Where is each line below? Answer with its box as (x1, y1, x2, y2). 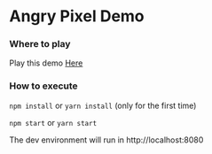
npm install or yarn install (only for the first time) (9, 100, 197, 111)
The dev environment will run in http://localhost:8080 (9, 135, 204, 145)
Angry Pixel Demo (9, 6, 145, 27)
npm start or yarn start (9, 117, 98, 127)
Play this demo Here (9, 58, 83, 68)
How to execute (9, 80, 78, 92)
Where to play (9, 38, 71, 50)
